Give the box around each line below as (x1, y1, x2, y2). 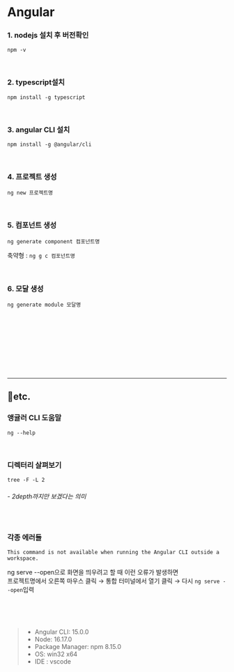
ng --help (7, 429, 36, 436)
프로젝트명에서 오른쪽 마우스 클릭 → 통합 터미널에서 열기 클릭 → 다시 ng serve (7, 576, 220, 586)
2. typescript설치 (7, 77, 65, 87)
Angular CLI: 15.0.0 (34, 628, 89, 636)
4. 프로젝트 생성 (7, 172, 57, 181)
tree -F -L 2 (7, 476, 45, 483)
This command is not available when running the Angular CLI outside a (7, 549, 219, 556)
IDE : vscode (34, 657, 72, 666)
